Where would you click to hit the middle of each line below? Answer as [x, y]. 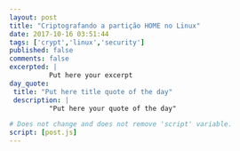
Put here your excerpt [91, 75]
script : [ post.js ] [43, 133]
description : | [41, 100]
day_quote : [29, 83]
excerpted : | [33, 68]
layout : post [33, 17]
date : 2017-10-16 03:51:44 [59, 34]
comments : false [39, 59]
